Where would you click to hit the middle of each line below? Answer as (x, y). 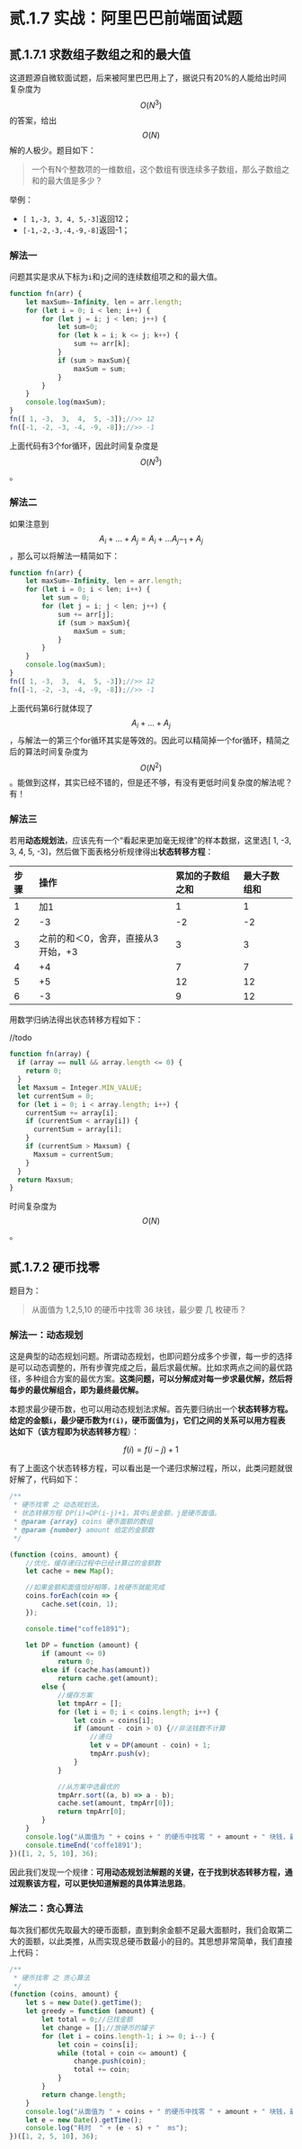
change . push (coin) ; (110, 2061)
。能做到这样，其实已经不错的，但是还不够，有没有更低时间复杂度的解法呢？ (151, 782)
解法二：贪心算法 (46, 1909)
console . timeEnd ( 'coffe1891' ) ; (84, 1845)
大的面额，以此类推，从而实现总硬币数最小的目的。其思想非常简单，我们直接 (151, 1941)
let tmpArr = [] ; (90, 1703)
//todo (21, 1038)
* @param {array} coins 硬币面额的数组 (83, 1522)
